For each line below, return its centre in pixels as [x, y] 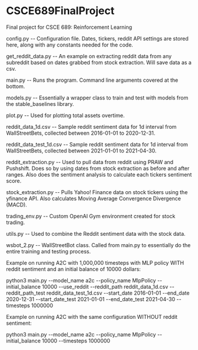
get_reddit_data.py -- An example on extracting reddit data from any [89, 56]
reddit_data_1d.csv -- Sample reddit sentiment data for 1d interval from [91, 126]
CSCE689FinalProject [60, 11]
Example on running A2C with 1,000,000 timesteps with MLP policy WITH [95, 262]
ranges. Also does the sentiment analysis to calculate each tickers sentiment [99, 174]
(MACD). [17, 205]
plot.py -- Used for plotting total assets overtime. [65, 115]
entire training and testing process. [49, 251]
